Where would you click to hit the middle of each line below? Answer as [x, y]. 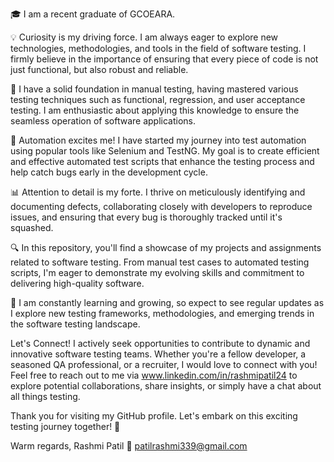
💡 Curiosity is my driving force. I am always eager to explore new [144, 37]
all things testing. [45, 396]
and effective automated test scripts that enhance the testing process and [162, 161]
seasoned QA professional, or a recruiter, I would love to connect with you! [164, 364]
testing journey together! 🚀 [65, 426]
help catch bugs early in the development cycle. [109, 172]
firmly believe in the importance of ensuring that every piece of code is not [164, 59]
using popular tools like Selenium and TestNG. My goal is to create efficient [165, 151]
